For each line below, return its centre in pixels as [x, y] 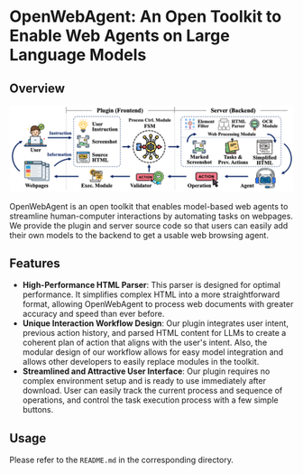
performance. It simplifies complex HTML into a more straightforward [151, 294]
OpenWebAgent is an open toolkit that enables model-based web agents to [149, 206]
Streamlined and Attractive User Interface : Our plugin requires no [146, 371]
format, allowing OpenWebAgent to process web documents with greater [158, 304]
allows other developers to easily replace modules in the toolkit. [141, 362]
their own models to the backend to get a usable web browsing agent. [139, 235]
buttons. [38, 410]
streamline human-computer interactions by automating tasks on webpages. [151, 216]
